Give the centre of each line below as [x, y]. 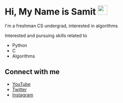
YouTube [21, 84]
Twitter [19, 89]
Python [19, 45]
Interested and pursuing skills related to [46, 35]
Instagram [23, 95]
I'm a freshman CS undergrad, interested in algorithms [61, 26]
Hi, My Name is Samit [50, 12]
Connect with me [32, 72]
